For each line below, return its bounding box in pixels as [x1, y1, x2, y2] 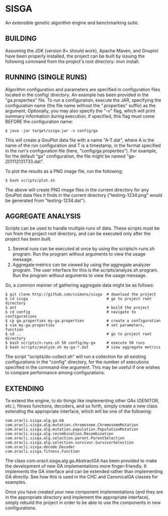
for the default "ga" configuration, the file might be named [5, 153, 126, 159]
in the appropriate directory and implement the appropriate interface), [5, 494, 150, 500]
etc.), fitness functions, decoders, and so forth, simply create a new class [5, 403, 158, 409]
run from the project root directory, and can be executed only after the [5, 231, 151, 237]
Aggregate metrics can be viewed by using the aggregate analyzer [12, 262, 151, 268]
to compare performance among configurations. [5, 370, 106, 376]
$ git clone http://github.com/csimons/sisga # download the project [5, 292, 156, 297]
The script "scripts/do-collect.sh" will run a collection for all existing [5, 353, 146, 360]
